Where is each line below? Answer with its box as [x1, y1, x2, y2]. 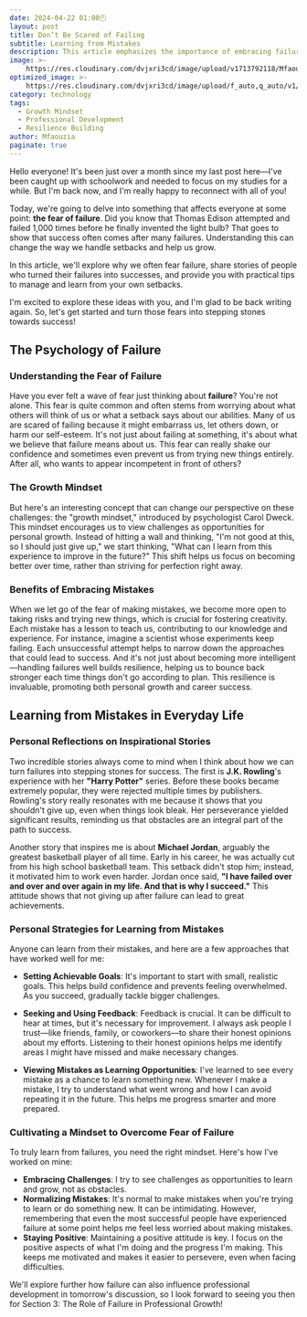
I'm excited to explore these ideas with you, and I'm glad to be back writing [9, 296, 292, 307]
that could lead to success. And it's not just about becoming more [9, 652, 258, 663]
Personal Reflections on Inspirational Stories [9, 735, 212, 748]
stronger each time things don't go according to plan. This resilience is [9, 672, 276, 683]
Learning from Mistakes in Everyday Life [9, 708, 244, 723]
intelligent [259, 652, 296, 663]
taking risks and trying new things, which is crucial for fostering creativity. [9, 614, 288, 625]
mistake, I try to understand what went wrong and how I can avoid [22, 1084, 272, 1095]
